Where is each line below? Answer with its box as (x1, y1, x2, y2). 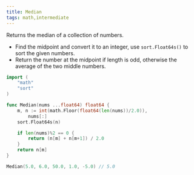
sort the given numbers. (15, 49, 75, 57)
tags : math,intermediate (6, 15, 69, 21)
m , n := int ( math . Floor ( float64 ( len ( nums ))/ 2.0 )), (17, 108, 148, 114)
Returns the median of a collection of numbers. (6, 31, 124, 38)
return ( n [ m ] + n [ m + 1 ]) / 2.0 (28, 136, 104, 142)
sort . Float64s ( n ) (17, 119, 61, 125)
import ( (6, 74, 28, 80)
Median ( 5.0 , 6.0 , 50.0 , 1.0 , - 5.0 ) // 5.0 (6, 163, 115, 170)
